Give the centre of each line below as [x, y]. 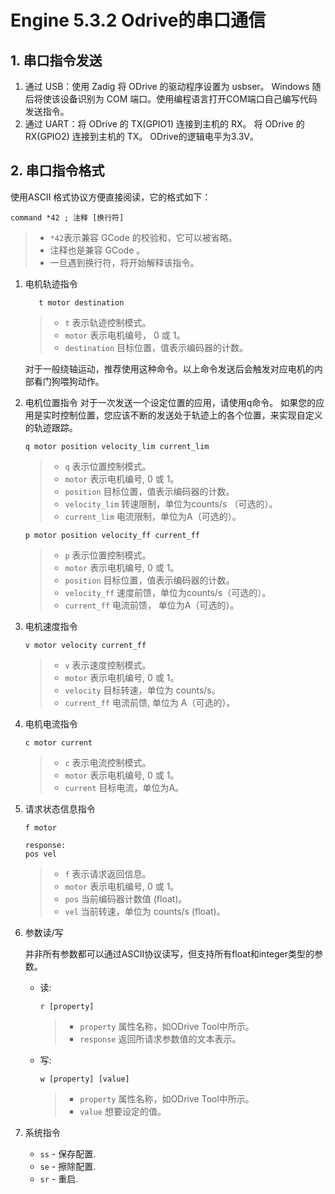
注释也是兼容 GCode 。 [97, 250]
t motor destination [81, 302]
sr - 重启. [59, 1178]
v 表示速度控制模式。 [108, 665]
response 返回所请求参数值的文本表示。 [160, 1038]
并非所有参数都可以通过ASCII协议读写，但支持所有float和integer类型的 [169, 953]
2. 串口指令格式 [57, 171]
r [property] [67, 1006]
